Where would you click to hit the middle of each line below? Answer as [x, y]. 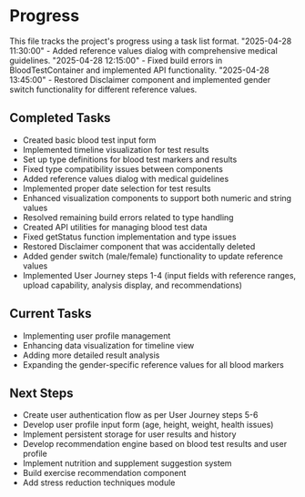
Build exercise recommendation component [104, 473]
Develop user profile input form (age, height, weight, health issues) [148, 425]
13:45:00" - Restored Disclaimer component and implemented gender [140, 79]
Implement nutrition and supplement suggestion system [127, 463]
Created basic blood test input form [89, 140]
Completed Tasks [60, 118]
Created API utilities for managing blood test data [115, 227]
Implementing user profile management [97, 335]
